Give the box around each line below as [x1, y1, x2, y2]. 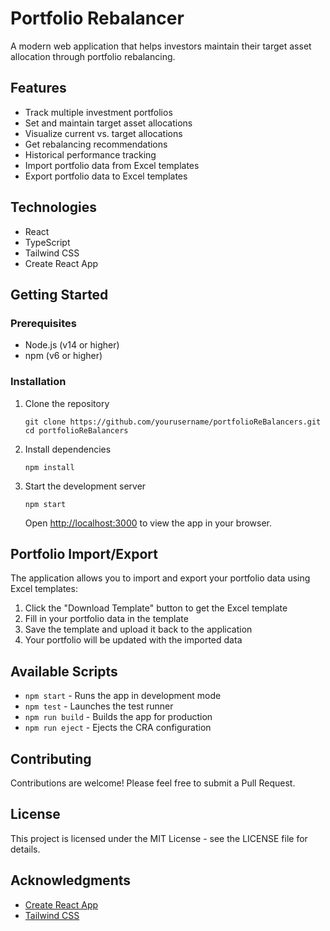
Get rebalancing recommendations [24, 138, 168, 150]
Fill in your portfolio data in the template [24, 613, 189, 625]
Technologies [10, 199, 98, 216]
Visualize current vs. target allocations [24, 127, 183, 139]
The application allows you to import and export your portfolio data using [10, 572, 311, 584]
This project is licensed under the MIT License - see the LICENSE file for [10, 832, 308, 844]
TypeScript [24, 236, 71, 248]
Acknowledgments [10, 872, 132, 889]
